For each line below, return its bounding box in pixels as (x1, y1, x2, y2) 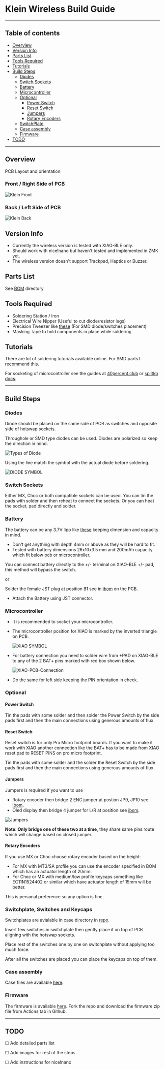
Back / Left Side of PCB (5, 204, 61, 211)
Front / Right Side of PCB (5, 181, 65, 188)
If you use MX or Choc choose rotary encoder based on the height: (5, 853, 141, 859)
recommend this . (5, 361, 39, 367)
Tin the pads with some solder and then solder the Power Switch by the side (5, 712, 160, 718)
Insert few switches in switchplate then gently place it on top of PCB (5, 927, 143, 933)
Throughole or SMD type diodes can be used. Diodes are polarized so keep (5, 436, 158, 441)
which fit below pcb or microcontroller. (12, 552, 91, 558)
